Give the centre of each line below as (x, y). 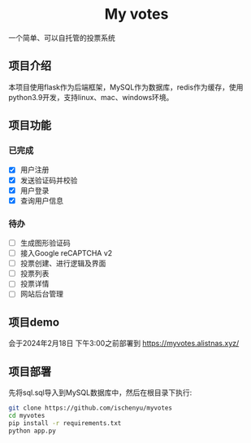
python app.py (32, 431)
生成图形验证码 (45, 243)
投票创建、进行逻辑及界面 (63, 263)
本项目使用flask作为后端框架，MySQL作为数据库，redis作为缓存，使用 (126, 87)
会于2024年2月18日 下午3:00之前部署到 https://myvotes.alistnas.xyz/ (124, 344)
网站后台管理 (41, 294)
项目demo (34, 322)
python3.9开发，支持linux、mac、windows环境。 (91, 97)
